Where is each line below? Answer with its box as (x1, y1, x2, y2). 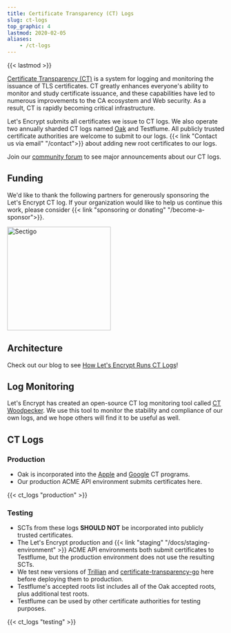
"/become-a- (168, 205, 205, 214)
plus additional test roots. (17, 590, 90, 598)
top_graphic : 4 (7, 23, 51, 30)
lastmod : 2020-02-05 (7, 29, 67, 37)
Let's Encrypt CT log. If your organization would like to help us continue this (7, 198, 223, 206)
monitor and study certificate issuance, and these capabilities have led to (7, 89, 215, 97)
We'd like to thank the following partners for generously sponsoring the (7, 191, 210, 199)
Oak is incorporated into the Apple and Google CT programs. (17, 470, 190, 478)
